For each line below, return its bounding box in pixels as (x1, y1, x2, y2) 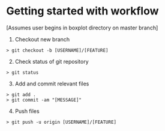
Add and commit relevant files (14, 80, 89, 87)
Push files (14, 107, 40, 115)
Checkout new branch (14, 35, 70, 43)
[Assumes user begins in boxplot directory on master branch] (6, 24, 158, 31)
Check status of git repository (14, 58, 89, 65)
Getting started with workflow (6, 4, 159, 18)
